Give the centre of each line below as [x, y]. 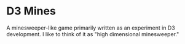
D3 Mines [31, 11]
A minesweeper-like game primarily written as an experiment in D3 [91, 28]
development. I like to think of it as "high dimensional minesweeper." [93, 34]
